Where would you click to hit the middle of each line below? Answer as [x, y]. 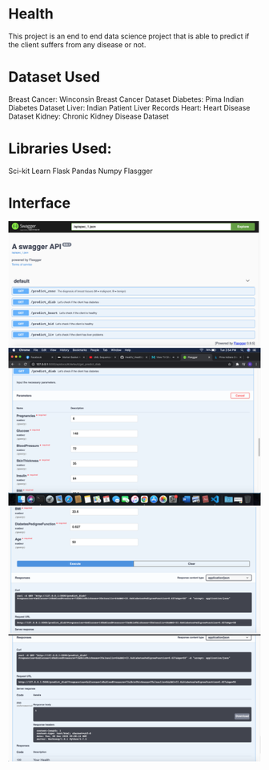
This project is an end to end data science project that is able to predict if [129, 36]
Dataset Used [54, 77]
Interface [39, 203]
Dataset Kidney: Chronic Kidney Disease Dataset [89, 116]
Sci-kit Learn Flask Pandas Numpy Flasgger [81, 171]
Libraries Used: [60, 149]
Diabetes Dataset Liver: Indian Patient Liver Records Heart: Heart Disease [129, 107]
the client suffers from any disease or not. [77, 44]
